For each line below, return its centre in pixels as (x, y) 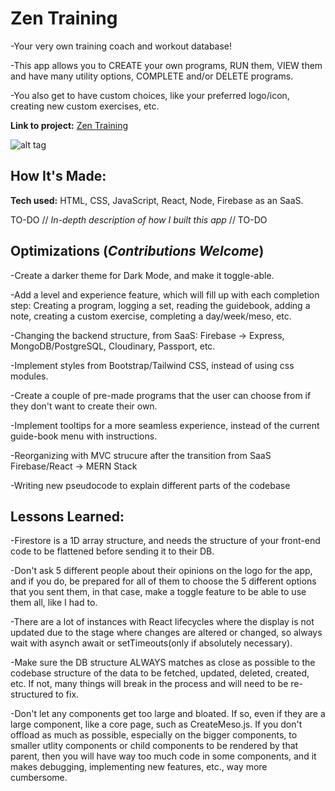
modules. (29, 376)
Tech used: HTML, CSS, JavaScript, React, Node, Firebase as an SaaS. (157, 200)
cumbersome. (39, 778)
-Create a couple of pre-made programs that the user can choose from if (161, 395)
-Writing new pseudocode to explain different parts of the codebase (150, 485)
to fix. (67, 694)
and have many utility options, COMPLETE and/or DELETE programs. (152, 76)
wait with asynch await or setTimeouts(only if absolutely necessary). (151, 643)
